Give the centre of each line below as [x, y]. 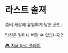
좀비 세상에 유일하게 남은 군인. [34, 25]
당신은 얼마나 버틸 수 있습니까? [34, 35]
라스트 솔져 [26, 10]
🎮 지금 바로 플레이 [23, 45]
